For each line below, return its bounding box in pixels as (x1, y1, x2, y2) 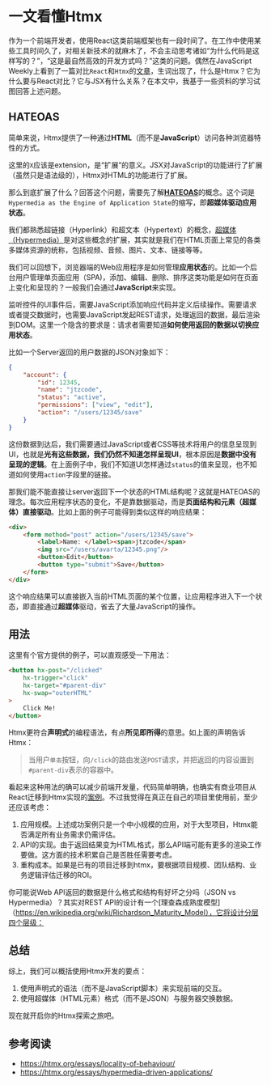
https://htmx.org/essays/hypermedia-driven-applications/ (19, 1067, 213, 1077)
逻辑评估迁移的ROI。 (27, 870, 97, 879)
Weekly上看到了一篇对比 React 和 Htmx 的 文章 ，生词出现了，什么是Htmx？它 (8, 66, 253, 75)
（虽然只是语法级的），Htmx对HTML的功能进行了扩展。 (8, 170, 193, 180)
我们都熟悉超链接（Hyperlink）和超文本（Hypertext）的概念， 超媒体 (8, 224, 237, 235)
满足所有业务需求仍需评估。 (27, 829, 120, 839)
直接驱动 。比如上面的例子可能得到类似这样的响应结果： (22, 506, 207, 516)
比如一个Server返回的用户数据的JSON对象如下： (8, 347, 171, 357)
